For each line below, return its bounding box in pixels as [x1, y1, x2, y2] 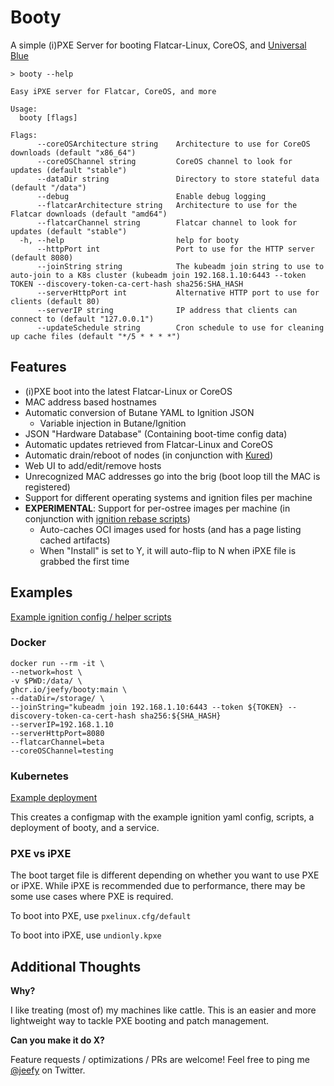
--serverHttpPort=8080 [10, 728, 105, 738]
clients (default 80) [10, 296, 101, 306]
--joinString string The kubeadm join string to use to [36, 261, 325, 271]
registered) [24, 481, 71, 493]
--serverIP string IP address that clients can [36, 305, 298, 315]
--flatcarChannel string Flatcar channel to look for [36, 217, 298, 228]
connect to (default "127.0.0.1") [10, 314, 155, 324]
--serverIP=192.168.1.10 [10, 719, 114, 730]
